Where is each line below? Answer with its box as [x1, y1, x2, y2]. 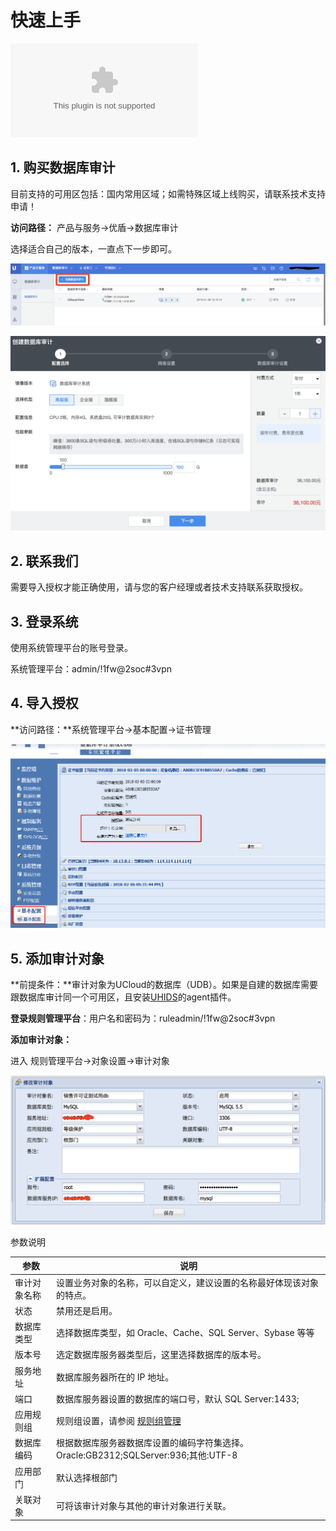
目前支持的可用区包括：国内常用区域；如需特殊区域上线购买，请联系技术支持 [10, 187, 326, 200]
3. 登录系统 [10, 613, 79, 630]
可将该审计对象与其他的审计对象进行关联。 [55, 1499, 232, 1511]
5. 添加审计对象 [10, 950, 105, 967]
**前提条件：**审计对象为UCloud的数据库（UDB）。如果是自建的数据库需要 [10, 979, 319, 991]
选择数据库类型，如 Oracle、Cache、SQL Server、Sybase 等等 [55, 1327, 315, 1339]
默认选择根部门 [55, 1471, 118, 1483]
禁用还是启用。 [55, 1304, 118, 1316]
